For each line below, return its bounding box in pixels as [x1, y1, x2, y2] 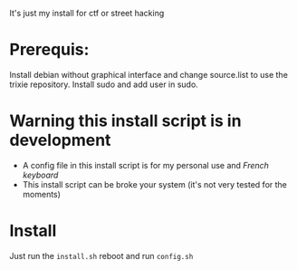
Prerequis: [9, 40, 90, 60]
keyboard [22, 169, 59, 180]
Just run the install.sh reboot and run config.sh [9, 250, 194, 261]
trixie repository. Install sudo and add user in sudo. [9, 79, 199, 90]
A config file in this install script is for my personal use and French [22, 159, 270, 170]
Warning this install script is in [9, 111, 242, 131]
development [9, 130, 111, 150]
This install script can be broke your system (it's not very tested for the [22, 178, 288, 189]
